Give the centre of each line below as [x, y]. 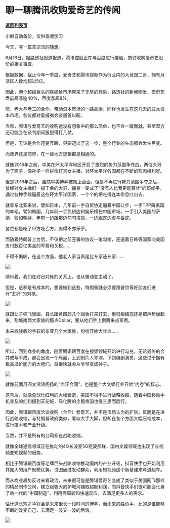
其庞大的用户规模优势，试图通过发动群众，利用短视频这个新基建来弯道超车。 [85, 469]
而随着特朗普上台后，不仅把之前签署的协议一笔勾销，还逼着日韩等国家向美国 [85, 239]
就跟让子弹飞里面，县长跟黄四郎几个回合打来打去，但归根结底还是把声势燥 [83, 314]
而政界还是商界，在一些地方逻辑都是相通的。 [52, 154]
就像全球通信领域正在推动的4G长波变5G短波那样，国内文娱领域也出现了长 [82, 446]
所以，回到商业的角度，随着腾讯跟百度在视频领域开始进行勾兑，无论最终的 [83, 351]
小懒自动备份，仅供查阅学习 [34, 36]
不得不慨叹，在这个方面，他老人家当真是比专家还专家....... [65, 256]
